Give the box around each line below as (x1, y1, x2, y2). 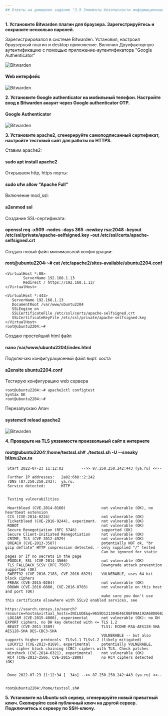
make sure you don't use (101, 593, 153, 598)
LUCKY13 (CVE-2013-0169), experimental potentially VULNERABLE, (7, 642, 153, 647)
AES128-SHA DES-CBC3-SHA (5, 629, 57, 634)
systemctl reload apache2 (5, 417, 61, 423)
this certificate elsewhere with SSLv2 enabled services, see (5, 597, 137, 603)
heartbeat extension (5, 509, 48, 515)
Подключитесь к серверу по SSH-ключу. (5, 705, 95, 711)
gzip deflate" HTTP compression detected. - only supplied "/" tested (5, 545, 155, 550)
